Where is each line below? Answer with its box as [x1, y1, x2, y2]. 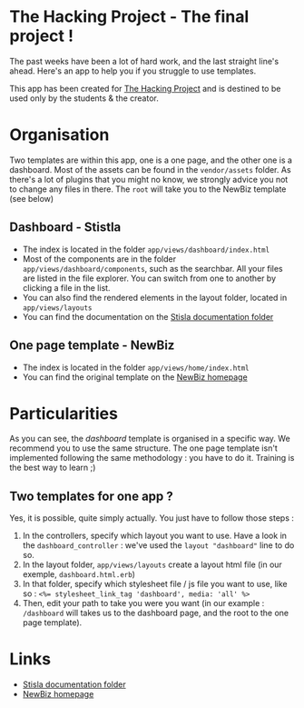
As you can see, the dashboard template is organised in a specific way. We [9, 434, 290, 444]
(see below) [9, 193, 54, 204]
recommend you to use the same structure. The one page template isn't [9, 443, 279, 454]
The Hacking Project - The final [9, 6, 250, 27]
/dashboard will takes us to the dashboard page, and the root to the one [22, 607, 289, 619]
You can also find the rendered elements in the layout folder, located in [22, 292, 288, 303]
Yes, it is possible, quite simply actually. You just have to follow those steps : [9, 513, 295, 524]
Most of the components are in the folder [22, 253, 177, 264]
